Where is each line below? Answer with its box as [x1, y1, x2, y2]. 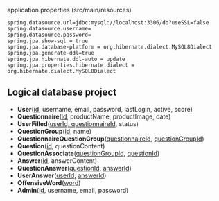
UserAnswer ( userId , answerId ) [17, 171, 107, 180]
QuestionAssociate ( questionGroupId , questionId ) [17, 149, 160, 157]
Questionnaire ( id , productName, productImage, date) [17, 112, 171, 121]
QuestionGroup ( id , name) [17, 127, 92, 135]
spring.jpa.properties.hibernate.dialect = [7, 62, 135, 69]
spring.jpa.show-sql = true [7, 37, 89, 44]
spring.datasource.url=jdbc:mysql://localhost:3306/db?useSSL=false [7, 19, 209, 26]
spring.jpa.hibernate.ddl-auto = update [7, 55, 126, 62]
